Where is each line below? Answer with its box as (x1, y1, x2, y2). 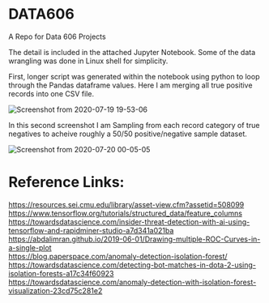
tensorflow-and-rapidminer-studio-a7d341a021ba (8, 225, 174, 235)
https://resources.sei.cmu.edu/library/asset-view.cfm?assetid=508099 (8, 199, 245, 209)
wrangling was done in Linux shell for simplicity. (8, 56, 169, 66)
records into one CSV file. (8, 88, 95, 98)
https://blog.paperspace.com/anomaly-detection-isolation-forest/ (8, 251, 228, 261)
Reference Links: (8, 173, 125, 191)
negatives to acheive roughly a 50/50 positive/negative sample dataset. (8, 129, 247, 139)
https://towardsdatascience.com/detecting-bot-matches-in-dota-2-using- (8, 260, 257, 270)
